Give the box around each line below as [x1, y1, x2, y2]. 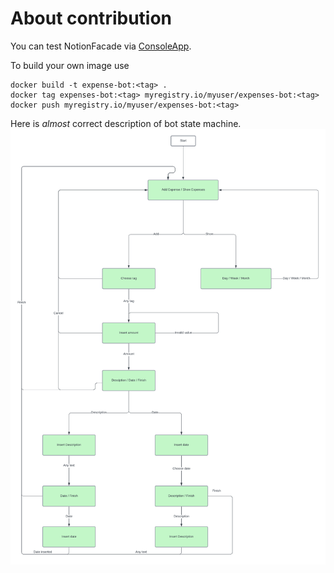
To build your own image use [10, 59, 130, 71]
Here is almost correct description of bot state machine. [10, 117, 242, 129]
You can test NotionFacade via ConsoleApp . [10, 40, 192, 52]
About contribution [10, 7, 173, 30]
